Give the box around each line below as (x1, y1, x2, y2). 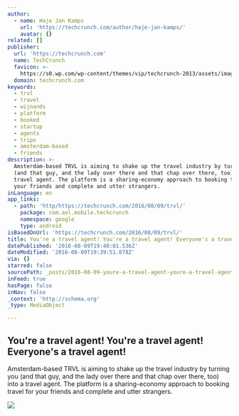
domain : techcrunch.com (14, 76, 84, 84)
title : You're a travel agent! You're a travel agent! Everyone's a (7, 236, 215, 243)
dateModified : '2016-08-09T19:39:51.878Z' (7, 249, 135, 256)
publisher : (7, 43, 40, 51)
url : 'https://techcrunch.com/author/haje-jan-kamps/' (20, 24, 186, 31)
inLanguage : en (7, 189, 53, 197)
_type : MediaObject (7, 302, 65, 309)
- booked (14, 116, 40, 123)
